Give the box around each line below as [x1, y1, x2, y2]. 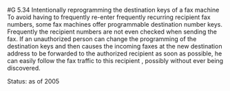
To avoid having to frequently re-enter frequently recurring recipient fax [7, 13, 211, 21]
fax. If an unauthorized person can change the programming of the [7, 35, 197, 43]
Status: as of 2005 [7, 77, 60, 85]
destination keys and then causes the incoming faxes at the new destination [7, 42, 222, 50]
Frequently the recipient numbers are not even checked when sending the [7, 27, 218, 36]
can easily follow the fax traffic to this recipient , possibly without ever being [7, 57, 224, 64]
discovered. [7, 64, 41, 72]
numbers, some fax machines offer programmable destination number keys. [7, 21, 222, 28]
